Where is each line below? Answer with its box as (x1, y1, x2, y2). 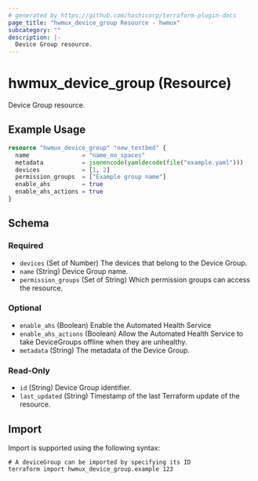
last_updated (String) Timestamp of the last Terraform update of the (19, 392, 241, 401)
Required (8, 240, 44, 251)
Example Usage (8, 123, 86, 137)
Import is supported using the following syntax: (8, 443, 161, 452)
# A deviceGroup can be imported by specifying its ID (8, 458, 191, 466)
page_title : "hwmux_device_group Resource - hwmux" (8, 19, 180, 27)
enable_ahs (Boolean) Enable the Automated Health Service (19, 320, 212, 330)
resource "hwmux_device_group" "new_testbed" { (8, 144, 167, 151)
